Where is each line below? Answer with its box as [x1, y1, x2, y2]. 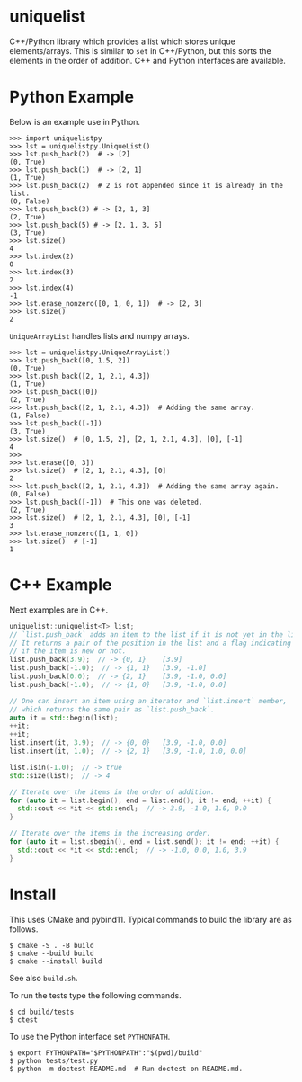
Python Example [9, 87, 135, 107]
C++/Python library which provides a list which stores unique [9, 36, 235, 47]
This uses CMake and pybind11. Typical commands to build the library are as [9, 914, 292, 925]
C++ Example [9, 575, 112, 595]
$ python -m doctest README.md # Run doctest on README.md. [9, 1064, 244, 1073]
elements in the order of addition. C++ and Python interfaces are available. [9, 55, 286, 66]
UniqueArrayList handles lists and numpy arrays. [9, 330, 191, 341]
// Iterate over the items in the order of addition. [9, 787, 216, 797]
